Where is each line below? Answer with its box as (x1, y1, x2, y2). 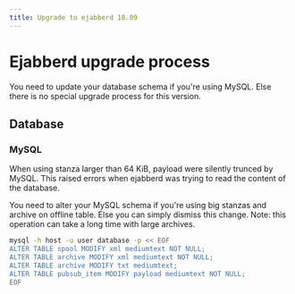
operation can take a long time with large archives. (9, 219, 196, 230)
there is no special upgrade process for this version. (9, 90, 201, 101)
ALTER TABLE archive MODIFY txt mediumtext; (9, 261, 178, 270)
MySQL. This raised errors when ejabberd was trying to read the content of (9, 173, 286, 184)
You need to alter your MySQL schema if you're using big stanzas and (9, 200, 266, 211)
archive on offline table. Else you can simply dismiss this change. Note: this (9, 209, 287, 220)
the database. (9, 182, 61, 193)
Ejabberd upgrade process (9, 51, 210, 71)
